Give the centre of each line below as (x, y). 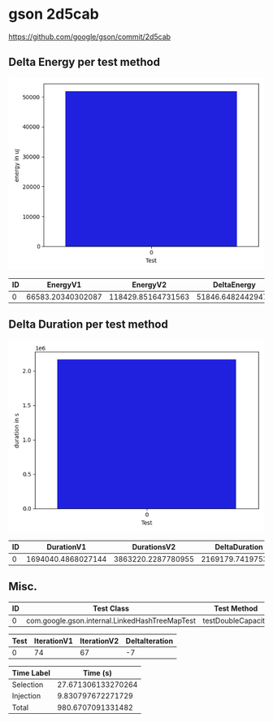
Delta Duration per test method (88, 325)
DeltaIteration (149, 641)
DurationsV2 (154, 547)
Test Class (111, 609)
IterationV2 (100, 641)
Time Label (31, 672)
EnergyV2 (149, 285)
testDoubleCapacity (236, 620)
